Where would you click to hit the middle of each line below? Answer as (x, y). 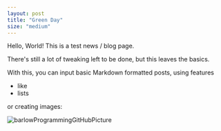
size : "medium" (29, 26)
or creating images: (35, 107)
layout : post (26, 13)
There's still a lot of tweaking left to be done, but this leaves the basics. (108, 59)
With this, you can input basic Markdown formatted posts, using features (110, 72)
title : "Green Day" (35, 20)
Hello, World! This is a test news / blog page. (71, 46)
